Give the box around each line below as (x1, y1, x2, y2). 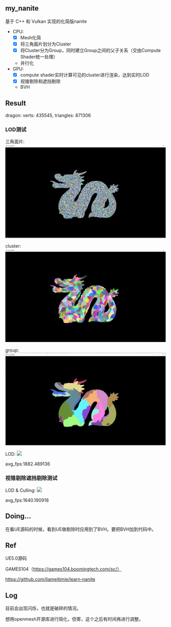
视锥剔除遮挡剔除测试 (5, 475, 58, 482)
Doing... (5, 512, 32, 520)
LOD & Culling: (5, 487, 36, 493)
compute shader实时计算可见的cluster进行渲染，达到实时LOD (20, 72, 150, 78)
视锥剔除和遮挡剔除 (20, 79, 61, 85)
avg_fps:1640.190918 (5, 497, 49, 503)
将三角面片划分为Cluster (20, 41, 71, 47)
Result (5, 99, 26, 108)
